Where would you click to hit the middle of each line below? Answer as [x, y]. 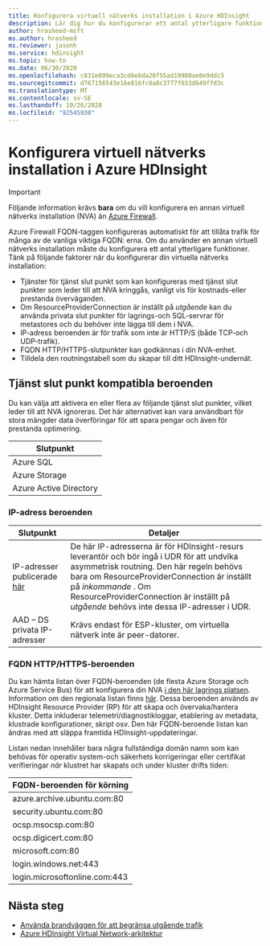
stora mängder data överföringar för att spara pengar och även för [118, 420]
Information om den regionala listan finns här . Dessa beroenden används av [133, 698]
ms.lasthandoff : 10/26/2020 [55, 105]
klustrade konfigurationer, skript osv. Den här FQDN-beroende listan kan [128, 724]
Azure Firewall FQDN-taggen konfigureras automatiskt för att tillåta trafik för [134, 231]
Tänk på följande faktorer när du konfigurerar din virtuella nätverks [119, 257]
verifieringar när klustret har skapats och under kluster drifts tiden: [119, 765]
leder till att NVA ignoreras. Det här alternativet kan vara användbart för [126, 412]
